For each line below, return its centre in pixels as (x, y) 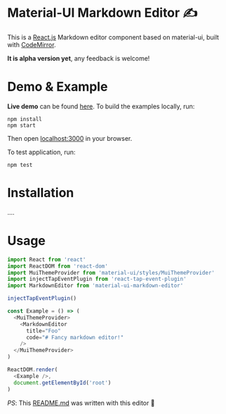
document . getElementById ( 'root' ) (62, 383)
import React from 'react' (47, 259)
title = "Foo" (43, 331)
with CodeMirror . (32, 44)
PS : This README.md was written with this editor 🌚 (81, 403)
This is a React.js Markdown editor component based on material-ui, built (113, 37)
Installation (41, 193)
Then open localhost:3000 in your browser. (70, 138)
